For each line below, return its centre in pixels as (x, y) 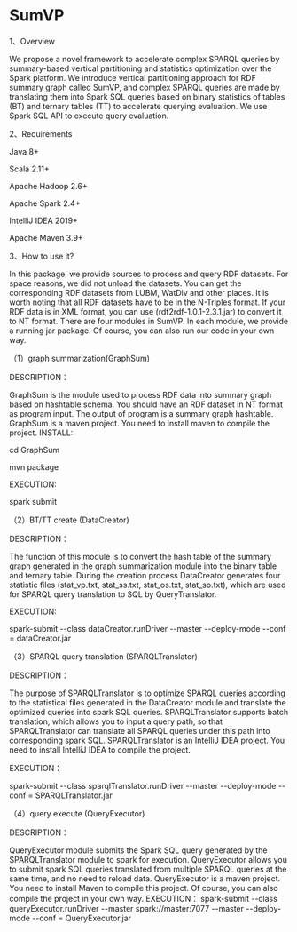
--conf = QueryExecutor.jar (82, 918)
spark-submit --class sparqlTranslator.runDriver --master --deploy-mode (143, 785)
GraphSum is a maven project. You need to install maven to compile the (140, 423)
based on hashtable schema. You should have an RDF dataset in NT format (146, 404)
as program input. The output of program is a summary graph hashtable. (141, 413)
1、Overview (32, 41)
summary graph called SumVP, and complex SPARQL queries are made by (145, 87)
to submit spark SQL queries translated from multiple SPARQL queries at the (148, 869)
